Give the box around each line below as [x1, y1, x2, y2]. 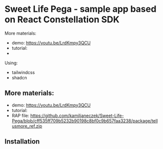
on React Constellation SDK [4, 14, 120, 25]
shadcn [11, 74, 28, 80]
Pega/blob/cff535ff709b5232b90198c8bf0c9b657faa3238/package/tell [11, 117, 158, 124]
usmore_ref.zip [11, 123, 42, 129]
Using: [4, 60, 18, 66]
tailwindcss [11, 69, 35, 75]
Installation [4, 137, 40, 146]
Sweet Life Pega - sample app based [4, 3, 157, 15]
